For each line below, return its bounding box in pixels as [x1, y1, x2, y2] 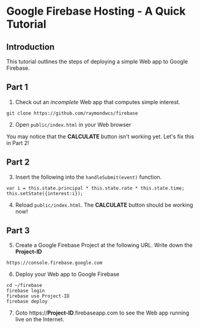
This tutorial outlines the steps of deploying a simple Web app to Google [6, 58, 188, 65]
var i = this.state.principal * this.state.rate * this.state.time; [6, 185, 185, 191]
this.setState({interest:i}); [6, 190, 84, 196]
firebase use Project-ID [6, 293, 70, 299]
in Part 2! [6, 139, 29, 146]
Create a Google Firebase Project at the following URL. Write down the [15, 242, 193, 249]
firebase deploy [6, 299, 48, 305]
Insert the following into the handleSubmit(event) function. [15, 173, 162, 181]
